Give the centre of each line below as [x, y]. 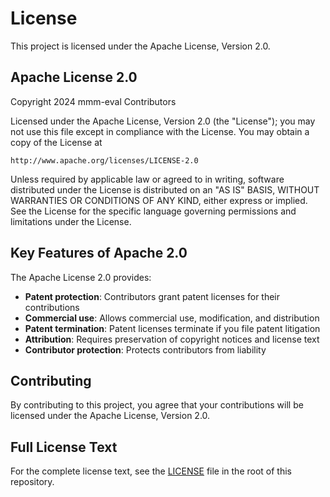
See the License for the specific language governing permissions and [153, 211]
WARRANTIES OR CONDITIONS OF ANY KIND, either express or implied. [159, 200]
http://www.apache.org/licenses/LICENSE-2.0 [104, 160]
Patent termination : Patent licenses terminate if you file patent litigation [172, 328]
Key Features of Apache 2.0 [99, 253]
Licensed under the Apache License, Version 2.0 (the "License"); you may [163, 121]
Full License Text [64, 447]
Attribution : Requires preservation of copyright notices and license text [172, 339]
